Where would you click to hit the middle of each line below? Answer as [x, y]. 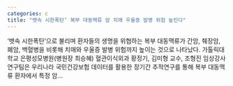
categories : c [28, 14]
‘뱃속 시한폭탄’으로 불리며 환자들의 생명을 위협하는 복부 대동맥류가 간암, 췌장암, [114, 41]
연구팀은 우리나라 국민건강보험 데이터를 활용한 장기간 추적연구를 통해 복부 [107, 67]
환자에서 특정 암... [38, 75]
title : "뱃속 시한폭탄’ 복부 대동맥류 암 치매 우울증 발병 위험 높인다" [97, 20]
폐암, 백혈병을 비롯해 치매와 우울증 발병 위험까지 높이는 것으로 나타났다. [104, 49]
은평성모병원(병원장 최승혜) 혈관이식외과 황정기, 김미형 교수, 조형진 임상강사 [123, 58]
